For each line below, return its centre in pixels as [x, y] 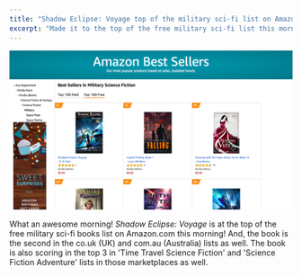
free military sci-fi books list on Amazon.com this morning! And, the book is [149, 233]
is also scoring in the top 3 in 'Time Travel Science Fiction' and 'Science [142, 253]
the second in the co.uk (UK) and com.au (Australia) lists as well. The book [147, 243]
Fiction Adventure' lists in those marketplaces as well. [109, 262]
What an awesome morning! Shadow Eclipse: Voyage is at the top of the [143, 224]
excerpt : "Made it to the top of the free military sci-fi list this [142, 28]
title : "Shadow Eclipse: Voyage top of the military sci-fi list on [140, 19]
